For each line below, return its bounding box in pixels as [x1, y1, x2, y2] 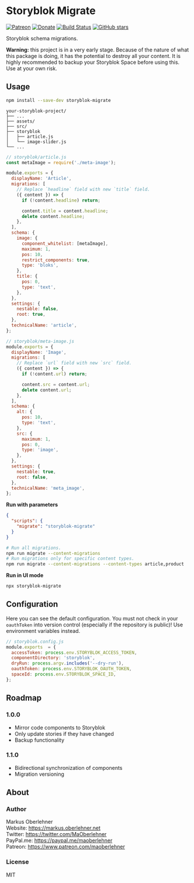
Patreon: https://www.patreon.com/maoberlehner [6, 843, 126, 850]
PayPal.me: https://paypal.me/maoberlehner [6, 837, 113, 844]
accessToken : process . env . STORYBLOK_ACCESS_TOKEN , [11, 649, 137, 656]
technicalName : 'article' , [11, 322, 77, 328]
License [6, 858, 29, 866]
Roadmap [6, 693, 42, 703]
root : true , [16, 312, 46, 318]
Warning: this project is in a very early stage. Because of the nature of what [6, 46, 189, 53]
